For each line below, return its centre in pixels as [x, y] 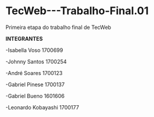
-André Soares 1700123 [34, 73]
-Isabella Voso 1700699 [34, 50]
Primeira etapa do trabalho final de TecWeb [58, 27]
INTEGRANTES [24, 38]
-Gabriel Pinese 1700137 [35, 84]
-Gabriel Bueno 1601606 [35, 96]
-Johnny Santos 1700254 [36, 61]
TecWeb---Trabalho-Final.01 [77, 11]
